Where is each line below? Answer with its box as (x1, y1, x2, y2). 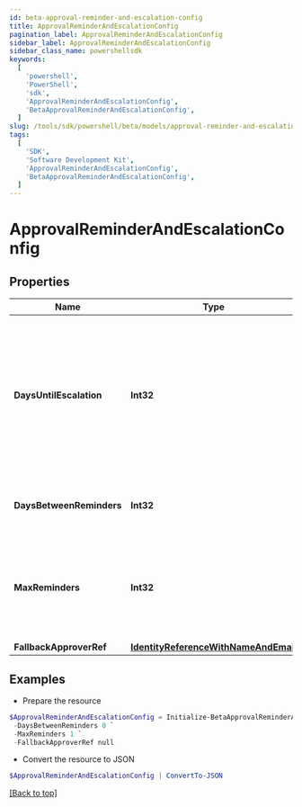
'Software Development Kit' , (25, 155, 135, 165)
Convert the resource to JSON (22, 754, 135, 765)
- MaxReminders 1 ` (13, 730, 83, 739)
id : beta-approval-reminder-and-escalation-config (9, 13, 203, 22)
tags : (9, 130, 30, 139)
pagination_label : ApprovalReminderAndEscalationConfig (9, 30, 223, 39)
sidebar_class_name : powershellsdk (9, 47, 143, 56)
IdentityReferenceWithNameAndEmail (129, 641, 298, 653)
